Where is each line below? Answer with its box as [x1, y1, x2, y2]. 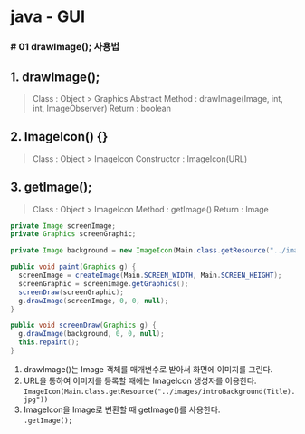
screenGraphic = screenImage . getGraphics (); [18, 279, 189, 288]
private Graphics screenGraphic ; [10, 230, 137, 239]
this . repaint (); [18, 338, 80, 347]
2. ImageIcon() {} [10, 129, 109, 144]
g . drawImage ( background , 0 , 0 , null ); [18, 330, 166, 339]
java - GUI [10, 6, 85, 27]
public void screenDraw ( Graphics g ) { [10, 321, 157, 330]
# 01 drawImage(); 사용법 [10, 41, 120, 54]
